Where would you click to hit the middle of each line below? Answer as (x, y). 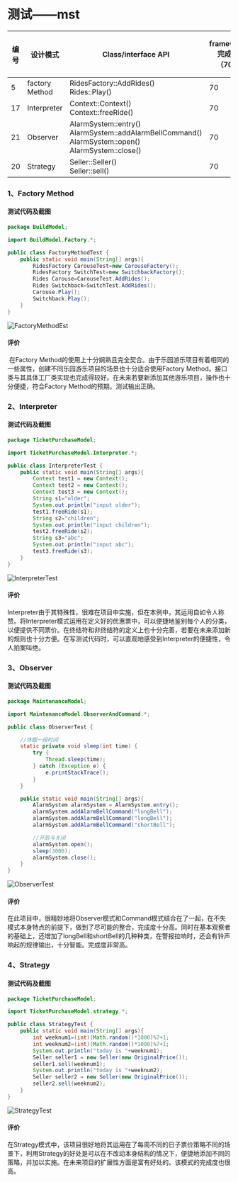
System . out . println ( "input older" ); (87, 505)
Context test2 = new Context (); (81, 485)
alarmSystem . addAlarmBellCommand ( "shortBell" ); (104, 825)
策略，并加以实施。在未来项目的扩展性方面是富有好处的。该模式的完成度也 (116, 1162)
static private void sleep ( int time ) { (79, 746)
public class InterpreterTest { (55, 466)
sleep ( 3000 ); (52, 851)
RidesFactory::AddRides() (112, 83)
